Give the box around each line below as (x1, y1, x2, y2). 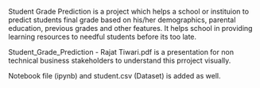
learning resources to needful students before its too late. (8, 32, 197, 41)
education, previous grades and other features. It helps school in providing (8, 24, 253, 33)
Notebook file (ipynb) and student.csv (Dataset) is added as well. (8, 71, 221, 80)
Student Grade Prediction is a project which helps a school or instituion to (8, 7, 249, 16)
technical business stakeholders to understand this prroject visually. (8, 55, 231, 65)
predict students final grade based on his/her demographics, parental (8, 15, 236, 25)
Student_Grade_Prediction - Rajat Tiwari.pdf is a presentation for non (8, 48, 235, 56)
